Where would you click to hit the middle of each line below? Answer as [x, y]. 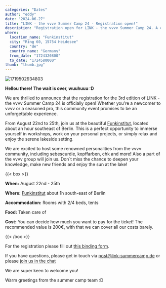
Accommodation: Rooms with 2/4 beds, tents [52, 203]
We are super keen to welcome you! [42, 271]
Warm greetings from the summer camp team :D [54, 280]
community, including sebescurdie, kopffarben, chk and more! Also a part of [83, 154]
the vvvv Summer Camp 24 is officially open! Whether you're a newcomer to [83, 103]
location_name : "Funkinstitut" [42, 38]
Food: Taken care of [26, 212]
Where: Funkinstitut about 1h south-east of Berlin [55, 193]
